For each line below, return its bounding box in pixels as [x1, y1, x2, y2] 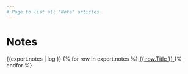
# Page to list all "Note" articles [6, 8, 99, 15]
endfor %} [6, 61, 32, 69]
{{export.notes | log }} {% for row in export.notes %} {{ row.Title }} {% [6, 55, 182, 62]
